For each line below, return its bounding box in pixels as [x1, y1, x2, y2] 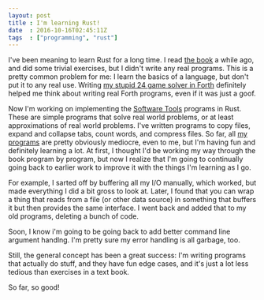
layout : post [8, 11, 51, 20]
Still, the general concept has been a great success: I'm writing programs [8, 250, 247, 261]
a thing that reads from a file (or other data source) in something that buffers [8, 195, 257, 204]
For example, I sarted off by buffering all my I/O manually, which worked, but [8, 178, 257, 188]
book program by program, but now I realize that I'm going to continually [8, 155, 244, 164]
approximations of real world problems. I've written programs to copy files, [8, 121, 251, 130]
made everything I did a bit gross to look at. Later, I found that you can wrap [8, 186, 255, 196]
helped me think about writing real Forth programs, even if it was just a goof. [8, 88, 256, 99]
